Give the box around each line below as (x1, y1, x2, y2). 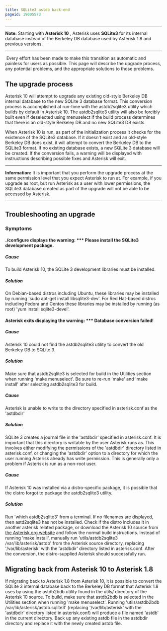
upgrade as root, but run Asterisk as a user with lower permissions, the (5, 180, 151, 186)
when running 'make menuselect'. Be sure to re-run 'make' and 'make (5, 376, 148, 382)
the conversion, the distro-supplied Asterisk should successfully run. (5, 551, 147, 556)
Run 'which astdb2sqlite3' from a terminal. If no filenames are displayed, (5, 514, 154, 520)
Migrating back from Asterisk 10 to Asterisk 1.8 (5, 565, 153, 573)
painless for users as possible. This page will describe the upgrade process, (5, 60, 162, 66)
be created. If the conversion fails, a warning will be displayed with (5, 150, 142, 157)
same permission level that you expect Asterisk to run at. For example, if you (5, 175, 162, 181)
